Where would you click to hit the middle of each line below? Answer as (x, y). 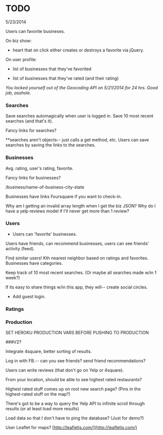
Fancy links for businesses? (33, 177)
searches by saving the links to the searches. (51, 145)
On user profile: (21, 59)
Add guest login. (29, 296)
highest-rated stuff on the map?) (38, 394)
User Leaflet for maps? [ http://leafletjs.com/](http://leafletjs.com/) (71, 428)
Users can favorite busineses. (35, 31)
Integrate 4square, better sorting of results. (49, 352)
